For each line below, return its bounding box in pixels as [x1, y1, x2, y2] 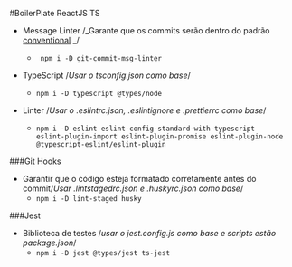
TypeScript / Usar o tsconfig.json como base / [22, 70, 192, 81]
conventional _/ [22, 35, 80, 45]
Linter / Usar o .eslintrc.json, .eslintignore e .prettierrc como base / [22, 105, 267, 116]
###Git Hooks [9, 156, 61, 167]
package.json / [22, 237, 77, 248]
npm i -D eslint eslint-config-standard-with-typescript [35, 124, 256, 133]
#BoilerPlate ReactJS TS [9, 8, 101, 18]
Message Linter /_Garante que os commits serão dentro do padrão [22, 25, 270, 35]
